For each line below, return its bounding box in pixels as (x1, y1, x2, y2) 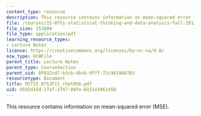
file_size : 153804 (6, 25, 52, 32)
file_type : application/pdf (6, 31, 77, 37)
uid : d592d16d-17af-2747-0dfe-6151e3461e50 (6, 87, 117, 93)
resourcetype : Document (6, 75, 66, 81)
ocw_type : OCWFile (6, 53, 52, 59)
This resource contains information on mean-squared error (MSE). (6, 103, 169, 110)
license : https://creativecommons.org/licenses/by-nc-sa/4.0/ (6, 48, 165, 54)
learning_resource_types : (6, 36, 71, 42)
